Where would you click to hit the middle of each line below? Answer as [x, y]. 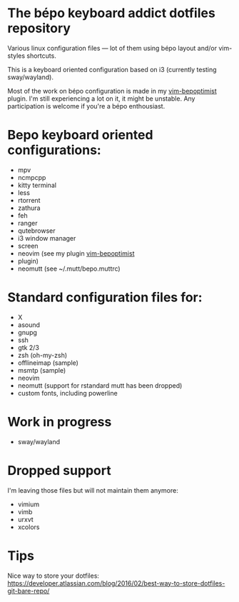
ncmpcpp [32, 177]
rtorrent [29, 200]
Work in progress [60, 422]
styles [16, 56]
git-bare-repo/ [29, 591]
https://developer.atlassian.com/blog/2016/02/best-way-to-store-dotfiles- [116, 583]
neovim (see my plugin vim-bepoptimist [76, 253]
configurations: [54, 150]
